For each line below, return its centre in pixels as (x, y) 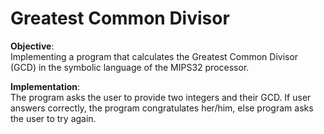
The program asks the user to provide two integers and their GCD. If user (161, 97)
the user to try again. (53, 118)
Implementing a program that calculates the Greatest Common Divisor (154, 56)
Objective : (32, 46)
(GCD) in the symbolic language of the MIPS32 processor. (130, 67)
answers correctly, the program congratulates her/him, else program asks (162, 108)
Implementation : (45, 86)
